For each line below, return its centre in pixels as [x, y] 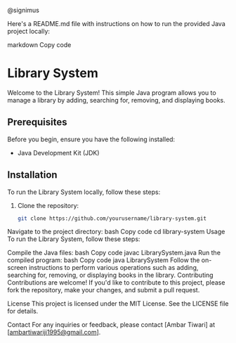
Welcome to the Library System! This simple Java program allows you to [112, 92]
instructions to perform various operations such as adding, [113, 268]
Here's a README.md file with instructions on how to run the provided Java [117, 24]
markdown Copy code [39, 45]
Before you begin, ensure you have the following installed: [91, 139]
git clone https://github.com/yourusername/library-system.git [112, 218]
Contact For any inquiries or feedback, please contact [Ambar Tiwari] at [111, 325]
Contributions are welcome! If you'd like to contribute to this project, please [116, 283]
